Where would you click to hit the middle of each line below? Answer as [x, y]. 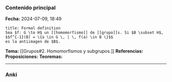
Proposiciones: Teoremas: [34, 57]
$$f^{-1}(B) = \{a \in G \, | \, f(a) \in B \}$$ [59, 37]
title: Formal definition [33, 28]
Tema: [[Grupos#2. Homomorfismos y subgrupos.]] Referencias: [74, 51]
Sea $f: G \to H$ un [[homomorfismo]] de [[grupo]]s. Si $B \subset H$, [84, 33]
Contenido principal [30, 8]
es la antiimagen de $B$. [33, 42]
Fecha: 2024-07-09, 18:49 [34, 19]
